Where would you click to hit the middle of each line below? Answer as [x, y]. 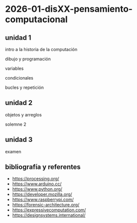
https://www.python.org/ [37, 189]
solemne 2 [16, 124]
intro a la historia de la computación [41, 49]
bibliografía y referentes [43, 167]
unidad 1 [18, 38]
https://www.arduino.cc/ [37, 184]
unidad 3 [19, 140]
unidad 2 [19, 103]
